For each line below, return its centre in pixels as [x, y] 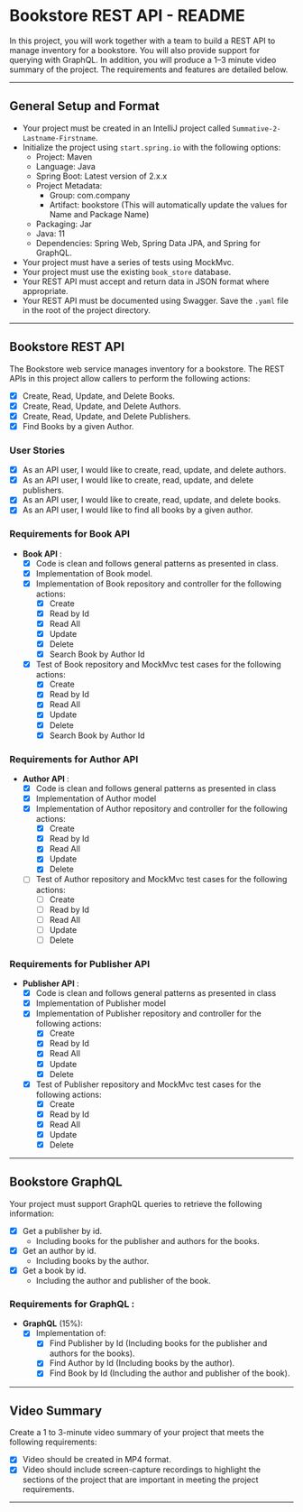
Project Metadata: [69, 185]
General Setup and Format [85, 106]
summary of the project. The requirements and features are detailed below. [149, 69]
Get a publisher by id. [62, 1231]
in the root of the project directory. [87, 310]
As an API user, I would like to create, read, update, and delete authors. [154, 470]
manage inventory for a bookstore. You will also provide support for [135, 50]
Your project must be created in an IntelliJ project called [126, 128]
